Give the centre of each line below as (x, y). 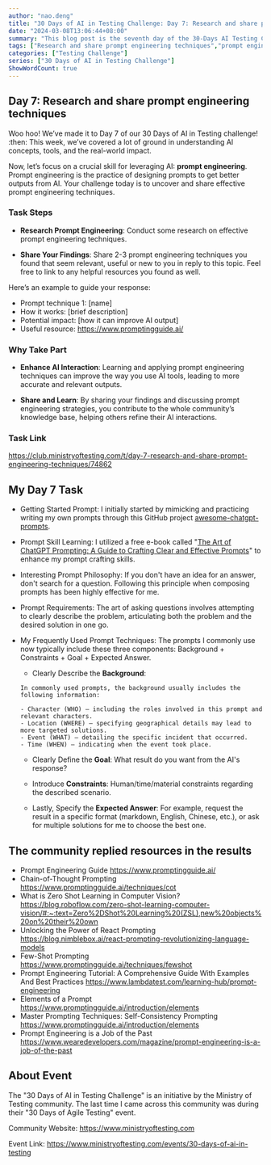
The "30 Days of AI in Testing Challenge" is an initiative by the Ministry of (130, 1095)
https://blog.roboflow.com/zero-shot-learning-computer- (115, 905)
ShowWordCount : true (43, 69)
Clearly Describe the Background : (89, 673)
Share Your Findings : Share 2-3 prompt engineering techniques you (133, 254)
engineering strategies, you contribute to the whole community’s (127, 409)
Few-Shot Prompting (54, 956)
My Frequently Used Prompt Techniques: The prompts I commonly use (138, 641)
